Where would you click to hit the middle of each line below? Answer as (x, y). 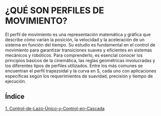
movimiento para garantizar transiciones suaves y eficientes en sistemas (79, 50)
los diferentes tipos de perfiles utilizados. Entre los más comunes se (74, 66)
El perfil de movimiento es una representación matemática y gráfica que (78, 34)
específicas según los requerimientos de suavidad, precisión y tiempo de (79, 76)
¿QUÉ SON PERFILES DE (55, 11)
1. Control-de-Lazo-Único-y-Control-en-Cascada (55, 108)
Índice (15, 97)
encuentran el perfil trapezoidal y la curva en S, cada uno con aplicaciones (81, 70)
